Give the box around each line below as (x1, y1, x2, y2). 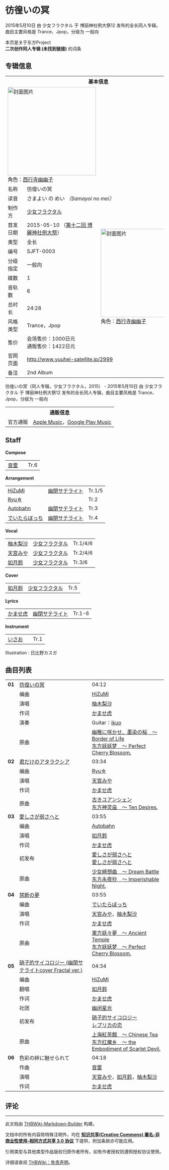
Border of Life (92, 736, 125, 743)
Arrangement (5, 475, 34, 481)
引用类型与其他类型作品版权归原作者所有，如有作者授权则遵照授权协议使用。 (5, 1149, 164, 1155)
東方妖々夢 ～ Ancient (92, 930, 147, 937)
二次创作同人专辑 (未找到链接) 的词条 (5, 45, 81, 52)
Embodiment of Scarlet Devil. (92, 1045, 161, 1052)
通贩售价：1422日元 (27, 343, 75, 350)
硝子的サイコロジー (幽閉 (19, 959, 78, 966)
